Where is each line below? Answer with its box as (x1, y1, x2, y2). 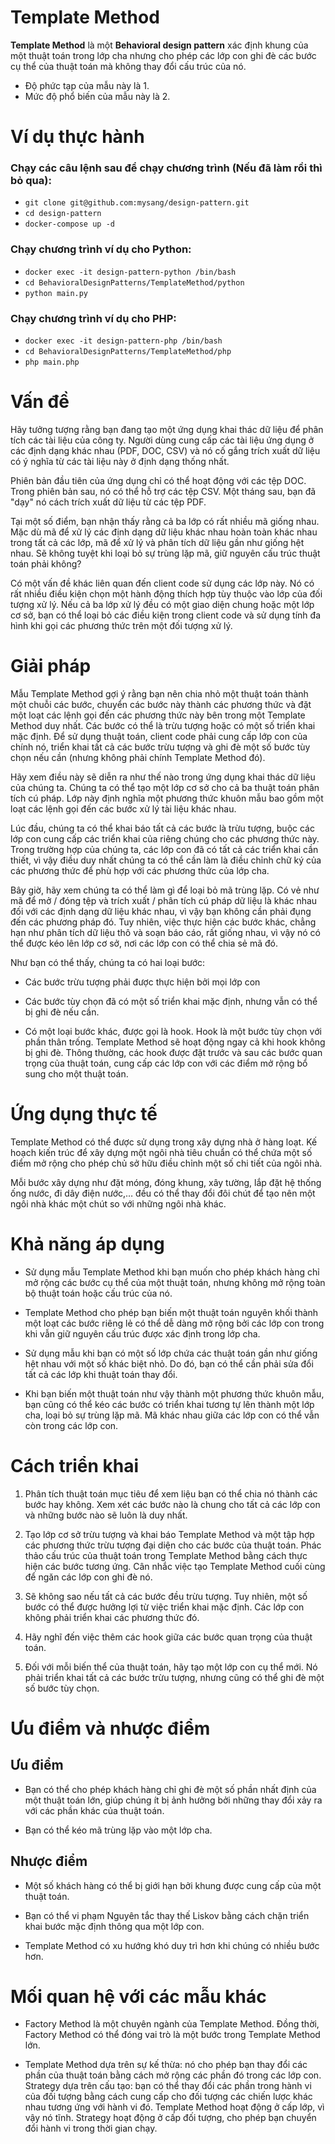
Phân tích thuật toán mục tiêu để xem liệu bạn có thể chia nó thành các (24, 1487, 318, 1500)
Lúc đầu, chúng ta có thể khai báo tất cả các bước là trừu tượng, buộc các (10, 822, 315, 834)
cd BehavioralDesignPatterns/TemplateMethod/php (24, 347, 232, 357)
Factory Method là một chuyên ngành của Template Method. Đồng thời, (24, 2018, 320, 2030)
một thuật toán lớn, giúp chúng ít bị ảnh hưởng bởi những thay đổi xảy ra (24, 1794, 323, 1806)
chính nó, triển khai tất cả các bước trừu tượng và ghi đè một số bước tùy (10, 741, 311, 753)
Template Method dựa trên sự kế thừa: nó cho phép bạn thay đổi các (24, 2059, 308, 2071)
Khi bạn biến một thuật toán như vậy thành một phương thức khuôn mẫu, (24, 1387, 325, 1400)
